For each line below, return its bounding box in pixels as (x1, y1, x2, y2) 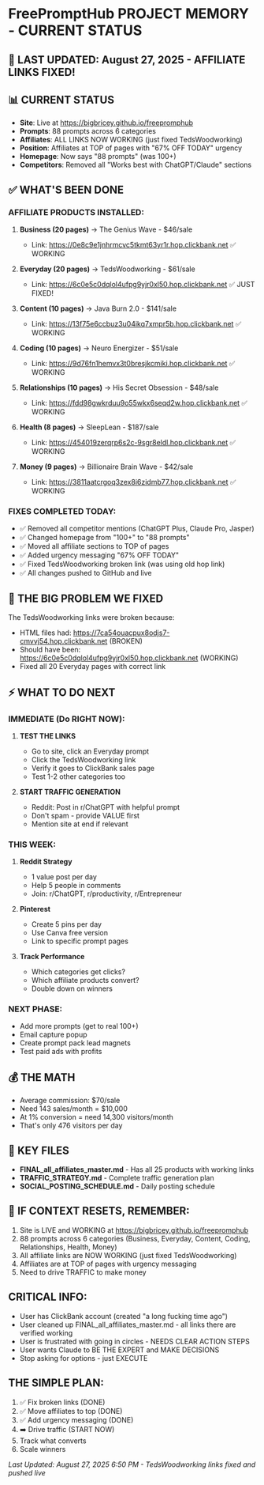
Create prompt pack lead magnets (19, 1038, 132, 1048)
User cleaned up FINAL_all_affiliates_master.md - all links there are (19, 1320, 236, 1329)
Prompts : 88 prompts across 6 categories (19, 127, 156, 136)
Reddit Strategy (19, 857, 73, 867)
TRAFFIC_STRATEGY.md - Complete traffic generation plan (19, 1173, 214, 1183)
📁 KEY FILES (8, 1143, 69, 1157)
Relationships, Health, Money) (19, 1242, 117, 1252)
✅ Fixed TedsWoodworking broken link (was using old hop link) (19, 559, 225, 569)
